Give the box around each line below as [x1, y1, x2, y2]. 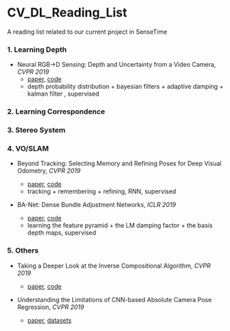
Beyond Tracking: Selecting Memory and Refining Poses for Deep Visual [16, 160, 222, 168]
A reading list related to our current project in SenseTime [7, 28, 168, 36]
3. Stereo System [7, 125, 66, 135]
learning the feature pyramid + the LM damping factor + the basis [27, 222, 213, 230]
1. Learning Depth [7, 45, 67, 54]
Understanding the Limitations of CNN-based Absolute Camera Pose [16, 295, 212, 303]
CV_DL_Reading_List [7, 5, 128, 21]
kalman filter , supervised [27, 89, 100, 98]
